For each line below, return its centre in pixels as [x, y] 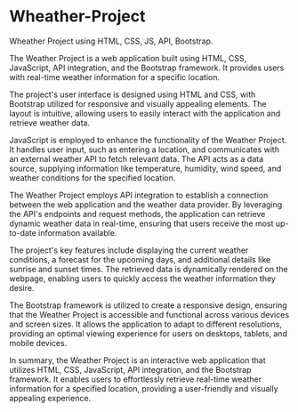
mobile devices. [38, 343]
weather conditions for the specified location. [93, 178]
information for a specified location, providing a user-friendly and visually [144, 388]
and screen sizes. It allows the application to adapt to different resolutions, [145, 324]
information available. [78, 232]
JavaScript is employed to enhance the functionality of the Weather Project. [148, 140]
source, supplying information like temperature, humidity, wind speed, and [145, 168]
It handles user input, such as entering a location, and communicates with [145, 149]
